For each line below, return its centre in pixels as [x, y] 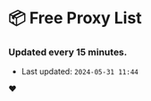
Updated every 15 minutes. [68, 53]
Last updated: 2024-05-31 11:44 [80, 72]
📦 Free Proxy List [75, 18]
